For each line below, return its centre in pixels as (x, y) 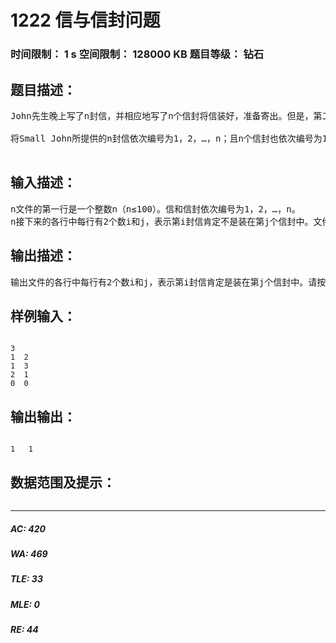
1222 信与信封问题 (85, 20)
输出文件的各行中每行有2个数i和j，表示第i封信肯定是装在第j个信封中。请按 (168, 282)
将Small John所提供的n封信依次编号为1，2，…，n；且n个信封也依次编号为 (166, 138)
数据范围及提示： (63, 482)
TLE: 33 (26, 579)
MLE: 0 (25, 604)
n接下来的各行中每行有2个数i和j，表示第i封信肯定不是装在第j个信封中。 (162, 221)
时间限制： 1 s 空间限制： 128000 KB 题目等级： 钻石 (137, 54)
